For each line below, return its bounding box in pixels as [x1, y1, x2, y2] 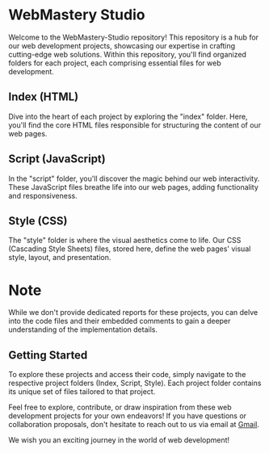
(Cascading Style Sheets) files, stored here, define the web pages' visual [8, 244, 251, 254]
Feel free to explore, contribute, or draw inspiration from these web [8, 402, 232, 413]
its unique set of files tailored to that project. [8, 387, 156, 396]
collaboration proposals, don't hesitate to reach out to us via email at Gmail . [8, 420, 260, 430]
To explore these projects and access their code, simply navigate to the [8, 370, 246, 380]
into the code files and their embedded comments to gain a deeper [8, 317, 231, 326]
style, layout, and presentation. [8, 253, 111, 262]
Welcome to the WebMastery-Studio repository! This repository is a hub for [8, 32, 259, 42]
